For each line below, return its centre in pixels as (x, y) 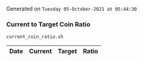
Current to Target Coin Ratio (48, 24)
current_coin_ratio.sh (35, 37)
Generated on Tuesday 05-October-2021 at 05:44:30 (72, 9)
